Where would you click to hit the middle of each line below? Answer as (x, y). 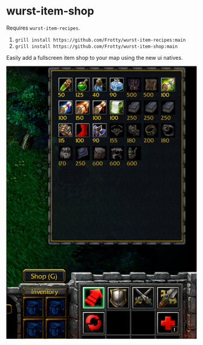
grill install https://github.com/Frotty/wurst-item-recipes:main (100, 40)
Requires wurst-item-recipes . (43, 28)
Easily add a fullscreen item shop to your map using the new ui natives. (95, 57)
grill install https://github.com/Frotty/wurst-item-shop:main (96, 47)
